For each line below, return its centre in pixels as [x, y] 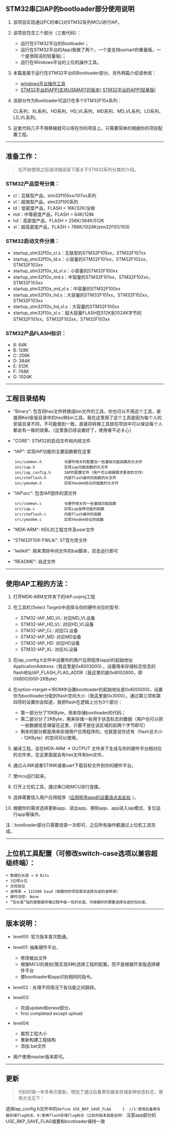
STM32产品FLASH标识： [36, 334]
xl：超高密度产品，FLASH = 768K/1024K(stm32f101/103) [71, 227]
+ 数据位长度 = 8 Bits [28, 875]
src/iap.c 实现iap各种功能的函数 [60, 509]
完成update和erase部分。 [47, 1008]
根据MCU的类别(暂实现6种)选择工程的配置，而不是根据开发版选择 [88, 964]
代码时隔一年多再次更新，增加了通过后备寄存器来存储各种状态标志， [88, 1092]
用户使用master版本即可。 [40, 1056]
